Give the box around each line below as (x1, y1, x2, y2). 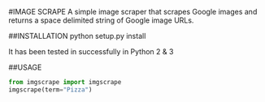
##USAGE (8, 62, 42, 72)
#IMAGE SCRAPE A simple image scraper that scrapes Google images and (8, 7, 258, 16)
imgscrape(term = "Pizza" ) (8, 85, 93, 94)
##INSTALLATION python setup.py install (8, 32, 146, 40)
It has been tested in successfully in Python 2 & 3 (8, 47, 174, 56)
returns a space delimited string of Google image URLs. (8, 15, 194, 25)
